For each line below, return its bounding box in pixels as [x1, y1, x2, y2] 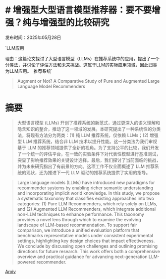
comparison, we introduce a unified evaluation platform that [17, 227, 140, 233]
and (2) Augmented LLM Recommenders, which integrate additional [17, 206, 156, 212]
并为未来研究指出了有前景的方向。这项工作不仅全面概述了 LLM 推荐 [17, 163, 155, 169]
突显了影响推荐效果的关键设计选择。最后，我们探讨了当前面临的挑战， [17, 157, 161, 163]
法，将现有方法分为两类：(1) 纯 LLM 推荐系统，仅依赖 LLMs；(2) [17, 132, 149, 138]
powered [17, 259, 36, 265]
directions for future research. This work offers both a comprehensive [17, 248, 160, 254]
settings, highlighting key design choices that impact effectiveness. [17, 238, 155, 244]
